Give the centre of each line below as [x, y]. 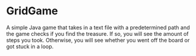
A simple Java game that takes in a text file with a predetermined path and [98, 27]
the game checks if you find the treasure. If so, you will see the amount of [98, 33]
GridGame [32, 11]
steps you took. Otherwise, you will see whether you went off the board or [98, 40]
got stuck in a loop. [30, 46]
